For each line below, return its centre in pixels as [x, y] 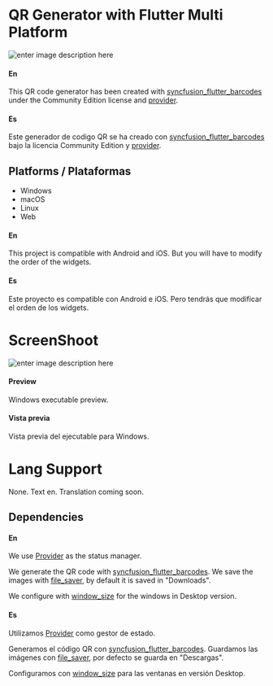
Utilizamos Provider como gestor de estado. [82, 633]
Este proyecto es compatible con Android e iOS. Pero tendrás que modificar [135, 299]
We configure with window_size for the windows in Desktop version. [123, 596]
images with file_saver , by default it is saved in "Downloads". [110, 580]
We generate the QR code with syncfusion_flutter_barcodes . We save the [131, 572]
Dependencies [46, 517]
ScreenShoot [54, 340]
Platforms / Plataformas [70, 171]
